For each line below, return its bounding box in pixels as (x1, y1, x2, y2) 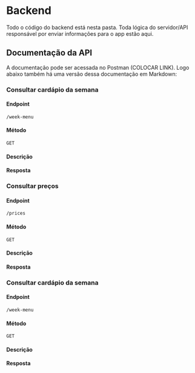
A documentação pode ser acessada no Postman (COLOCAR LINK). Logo (6, 64, 190, 71)
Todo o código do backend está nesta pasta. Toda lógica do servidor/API (6, 24, 188, 31)
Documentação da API (6, 48, 93, 58)
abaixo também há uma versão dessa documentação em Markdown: (6, 70, 177, 78)
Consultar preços (6, 182, 59, 190)
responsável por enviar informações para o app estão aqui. (6, 30, 154, 37)
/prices (6, 210, 26, 217)
